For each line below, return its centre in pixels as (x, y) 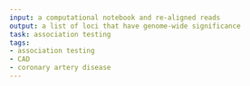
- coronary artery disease (60, 68)
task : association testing (60, 34)
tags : (19, 43)
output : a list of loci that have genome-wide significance (125, 26)
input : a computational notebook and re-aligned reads (115, 17)
